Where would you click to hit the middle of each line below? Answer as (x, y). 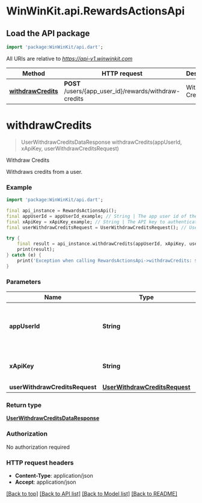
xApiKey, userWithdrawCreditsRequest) (70, 148)
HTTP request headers (40, 463)
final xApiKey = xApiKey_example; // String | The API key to (86, 222)
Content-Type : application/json (54, 475)
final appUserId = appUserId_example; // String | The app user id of (96, 216)
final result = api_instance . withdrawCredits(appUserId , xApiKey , (102, 244)
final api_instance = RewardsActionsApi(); (62, 211)
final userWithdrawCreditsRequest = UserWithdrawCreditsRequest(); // (96, 227)
